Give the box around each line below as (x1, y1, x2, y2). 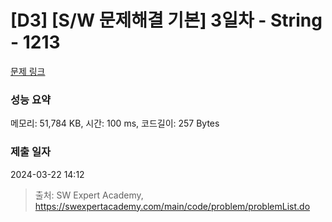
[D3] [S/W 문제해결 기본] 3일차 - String (10, 9, 323, 32)
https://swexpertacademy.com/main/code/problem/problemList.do (34, 200, 311, 212)
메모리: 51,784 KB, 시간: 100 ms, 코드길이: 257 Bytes (10, 117, 220, 130)
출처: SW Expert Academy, (34, 189, 144, 201)
